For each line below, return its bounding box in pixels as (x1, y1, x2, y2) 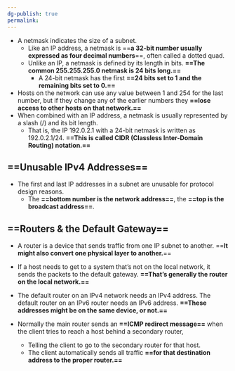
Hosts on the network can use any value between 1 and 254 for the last (17, 89, 224, 97)
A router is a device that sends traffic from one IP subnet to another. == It (17, 241, 228, 250)
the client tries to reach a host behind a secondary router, (17, 327, 184, 336)
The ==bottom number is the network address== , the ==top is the (27, 195, 224, 203)
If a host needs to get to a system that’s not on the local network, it (17, 263, 210, 271)
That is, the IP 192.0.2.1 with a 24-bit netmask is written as (27, 126, 196, 134)
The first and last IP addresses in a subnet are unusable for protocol (17, 180, 214, 189)
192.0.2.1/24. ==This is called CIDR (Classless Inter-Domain (27, 133, 203, 142)
